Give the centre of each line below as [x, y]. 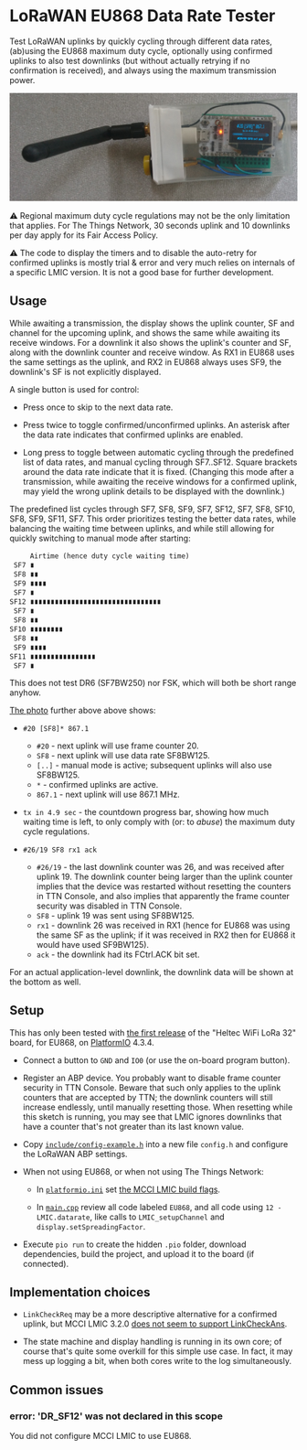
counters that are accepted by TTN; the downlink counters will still [148, 1097]
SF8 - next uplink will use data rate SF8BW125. [123, 755]
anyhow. [25, 693]
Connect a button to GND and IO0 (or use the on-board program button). [156, 1060]
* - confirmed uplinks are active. [97, 784]
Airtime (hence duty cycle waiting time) [110, 556]
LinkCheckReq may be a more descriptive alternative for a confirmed [150, 1315]
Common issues [57, 1390]
